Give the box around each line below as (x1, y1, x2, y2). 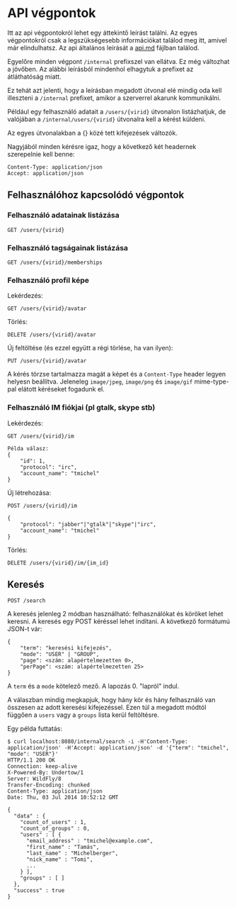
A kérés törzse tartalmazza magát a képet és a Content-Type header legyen (7, 370, 226, 379)
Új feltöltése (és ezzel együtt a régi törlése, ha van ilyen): (7, 344, 173, 352)
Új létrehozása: (7, 488, 52, 497)
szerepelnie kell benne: (7, 150, 75, 158)
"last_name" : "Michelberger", (25, 850, 119, 857)
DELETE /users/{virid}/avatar (7, 331, 97, 338)
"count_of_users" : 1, (20, 819, 87, 826)
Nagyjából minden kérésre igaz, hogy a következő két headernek (7, 142, 197, 150)
